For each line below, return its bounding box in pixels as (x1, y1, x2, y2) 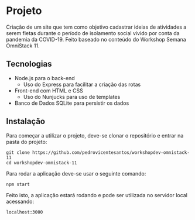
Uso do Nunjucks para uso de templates (23, 93, 121, 100)
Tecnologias (6, 59, 52, 69)
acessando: (6, 198, 34, 205)
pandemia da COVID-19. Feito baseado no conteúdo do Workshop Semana (6, 36, 186, 43)
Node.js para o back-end (14, 74, 75, 81)
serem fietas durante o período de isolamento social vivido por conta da (6, 29, 180, 36)
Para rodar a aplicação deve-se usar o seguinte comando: (6, 170, 146, 177)
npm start (6, 181, 30, 187)
